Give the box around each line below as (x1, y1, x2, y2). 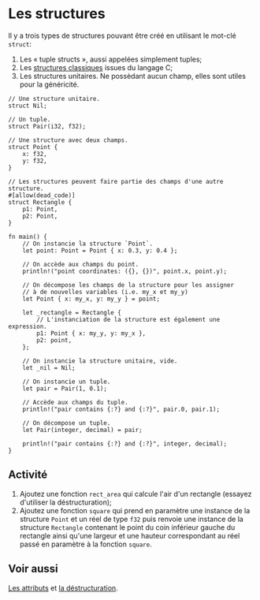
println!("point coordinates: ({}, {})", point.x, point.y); (22, 267, 227, 275)
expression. (8, 322, 47, 330)
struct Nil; (8, 102, 47, 110)
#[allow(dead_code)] (8, 191, 76, 199)
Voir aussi (8, 562, 58, 576)
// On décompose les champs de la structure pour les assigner (22, 281, 235, 289)
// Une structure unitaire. (8, 95, 101, 102)
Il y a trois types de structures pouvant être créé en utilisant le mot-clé (8, 31, 236, 40)
